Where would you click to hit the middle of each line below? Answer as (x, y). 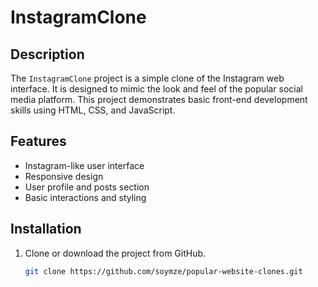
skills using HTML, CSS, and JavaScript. (93, 110)
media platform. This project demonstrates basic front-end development (159, 99)
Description (47, 54)
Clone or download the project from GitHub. (115, 253)
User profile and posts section (87, 187)
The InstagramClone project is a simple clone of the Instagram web (147, 78)
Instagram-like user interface (84, 165)
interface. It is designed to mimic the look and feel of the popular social (156, 89)
